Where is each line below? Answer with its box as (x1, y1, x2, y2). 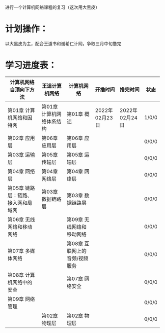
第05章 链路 (7, 185, 35, 191)
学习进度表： (5, 60, 57, 71)
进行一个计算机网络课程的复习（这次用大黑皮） (5, 4, 100, 10)
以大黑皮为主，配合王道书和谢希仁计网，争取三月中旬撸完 (5, 40, 121, 46)
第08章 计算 (7, 271, 35, 278)
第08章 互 (66, 240, 89, 247)
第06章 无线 (7, 216, 35, 223)
